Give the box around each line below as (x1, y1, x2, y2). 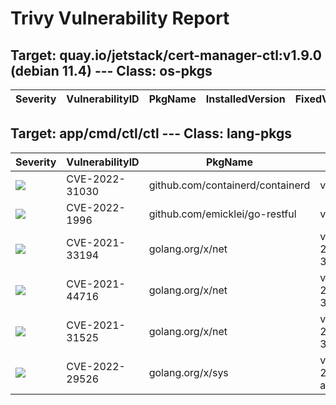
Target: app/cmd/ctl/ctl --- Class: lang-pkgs (10, 125, 292, 142)
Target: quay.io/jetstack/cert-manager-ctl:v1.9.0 (10, 47, 322, 64)
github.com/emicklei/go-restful (148, 207, 297, 221)
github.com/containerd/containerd (148, 178, 311, 192)
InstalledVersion (205, 92, 286, 106)
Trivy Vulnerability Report (10, 7, 230, 30)
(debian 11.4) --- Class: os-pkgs (10, 62, 213, 79)
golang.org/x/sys (148, 365, 229, 379)
